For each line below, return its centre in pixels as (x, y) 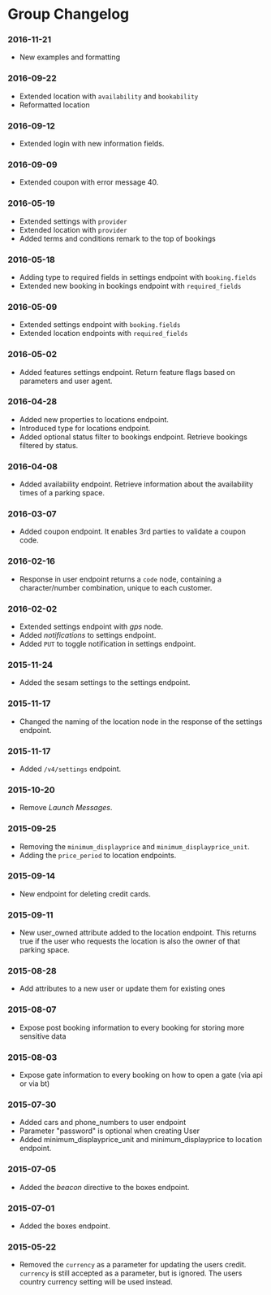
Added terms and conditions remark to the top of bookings (117, 238)
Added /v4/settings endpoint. (70, 769)
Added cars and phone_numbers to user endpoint (103, 1123)
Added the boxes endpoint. (65, 1226)
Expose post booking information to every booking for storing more (132, 1027)
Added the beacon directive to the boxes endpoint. (104, 1187)
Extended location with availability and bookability (109, 96)
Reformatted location (54, 105)
